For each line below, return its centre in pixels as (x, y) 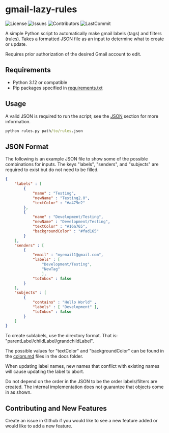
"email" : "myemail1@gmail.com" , (68, 255)
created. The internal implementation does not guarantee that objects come (84, 387)
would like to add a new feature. (39, 426)
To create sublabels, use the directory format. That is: (62, 336)
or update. (16, 44)
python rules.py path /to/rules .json (44, 131)
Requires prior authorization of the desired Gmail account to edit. (73, 54)
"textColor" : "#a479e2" (59, 203)
